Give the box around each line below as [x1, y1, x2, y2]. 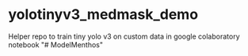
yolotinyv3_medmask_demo [8, 6, 199, 24]
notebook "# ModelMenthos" [8, 39, 103, 49]
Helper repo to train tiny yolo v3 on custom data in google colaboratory [8, 32, 240, 41]
